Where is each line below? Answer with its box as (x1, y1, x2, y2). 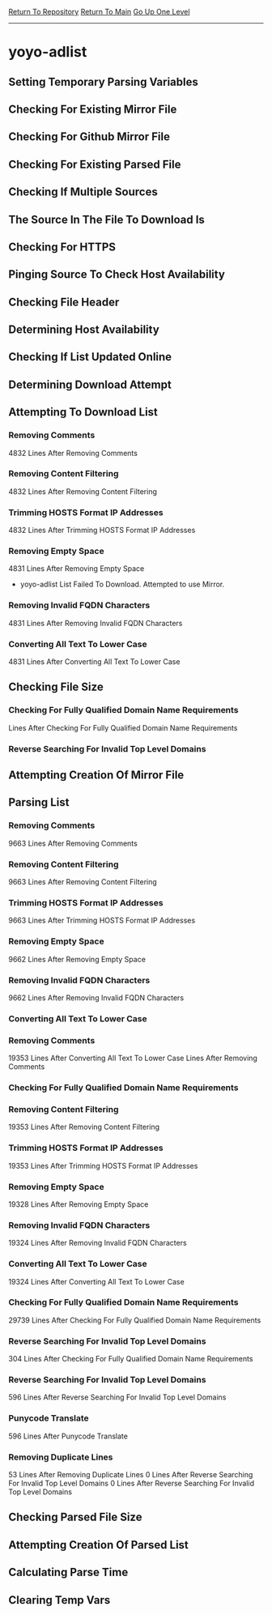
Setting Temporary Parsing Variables (8, 75, 198, 88)
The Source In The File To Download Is (8, 212, 205, 226)
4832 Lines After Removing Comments (8, 448, 138, 458)
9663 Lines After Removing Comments (8, 838, 138, 848)
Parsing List (8, 795, 70, 809)
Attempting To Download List (8, 405, 158, 420)
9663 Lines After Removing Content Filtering (8, 877, 158, 887)
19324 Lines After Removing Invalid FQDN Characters (8, 1238, 188, 1248)
